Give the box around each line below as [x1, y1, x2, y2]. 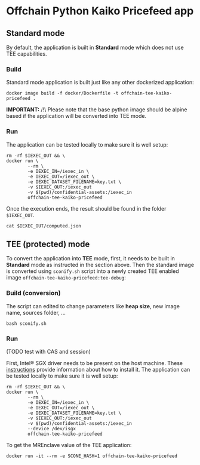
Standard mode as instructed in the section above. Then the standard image [6, 262, 195, 269]
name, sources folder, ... [6, 309, 66, 316]
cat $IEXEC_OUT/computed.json [6, 223, 82, 229]
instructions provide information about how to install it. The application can [6, 366, 190, 373]
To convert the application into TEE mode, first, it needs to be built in [6, 255, 175, 262]
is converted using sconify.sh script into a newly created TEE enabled [6, 268, 179, 275]
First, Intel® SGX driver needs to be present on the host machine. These [6, 360, 183, 366]
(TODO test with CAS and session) [6, 348, 91, 355]
